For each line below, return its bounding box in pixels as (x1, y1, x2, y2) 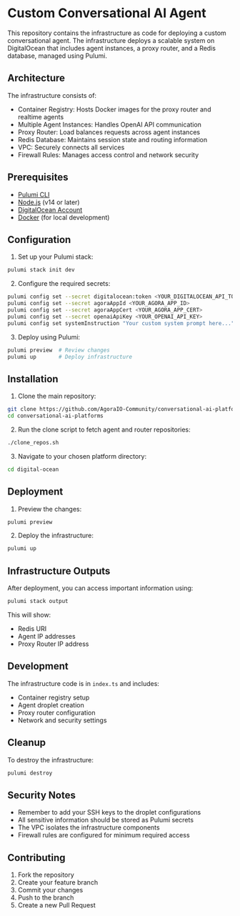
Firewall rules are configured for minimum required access (17, 831, 191, 840)
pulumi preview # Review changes (7, 347, 111, 354)
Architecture (7, 72, 66, 84)
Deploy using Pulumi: (17, 332, 81, 341)
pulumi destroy (7, 770, 53, 777)
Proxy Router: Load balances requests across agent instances (17, 127, 201, 136)
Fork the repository (17, 870, 75, 880)
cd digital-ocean (7, 466, 59, 473)
